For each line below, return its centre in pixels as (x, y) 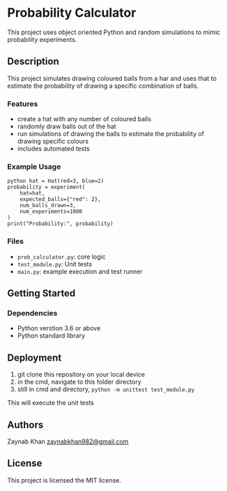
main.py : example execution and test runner (80, 271)
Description (33, 62)
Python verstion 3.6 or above (59, 328)
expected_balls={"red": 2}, (60, 199)
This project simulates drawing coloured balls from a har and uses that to (112, 78)
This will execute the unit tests (51, 403)
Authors (25, 424)
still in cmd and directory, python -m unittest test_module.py (106, 389)
